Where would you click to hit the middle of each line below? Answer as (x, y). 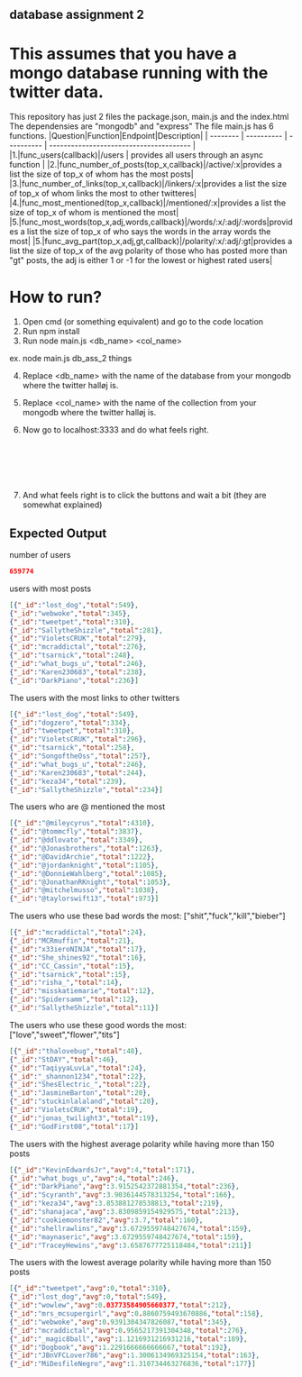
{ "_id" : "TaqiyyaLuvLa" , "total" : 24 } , (78, 1068)
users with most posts (50, 588)
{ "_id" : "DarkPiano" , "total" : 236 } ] (74, 680)
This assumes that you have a (123, 54)
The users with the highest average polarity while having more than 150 (142, 1144)
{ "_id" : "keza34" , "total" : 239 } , (68, 781)
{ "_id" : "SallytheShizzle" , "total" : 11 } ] (84, 1008)
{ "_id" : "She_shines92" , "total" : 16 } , (78, 958)
